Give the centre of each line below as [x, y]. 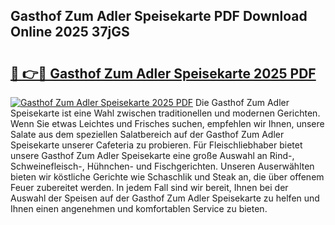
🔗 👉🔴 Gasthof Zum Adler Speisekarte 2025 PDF [163, 73]
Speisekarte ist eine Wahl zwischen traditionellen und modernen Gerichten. [165, 113]
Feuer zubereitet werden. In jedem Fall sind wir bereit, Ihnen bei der [149, 187]
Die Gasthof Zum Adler [242, 102]
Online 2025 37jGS [70, 32]
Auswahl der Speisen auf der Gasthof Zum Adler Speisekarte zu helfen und [165, 198]
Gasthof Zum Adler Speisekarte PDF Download [159, 16]
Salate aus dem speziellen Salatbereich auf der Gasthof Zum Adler [147, 134]
